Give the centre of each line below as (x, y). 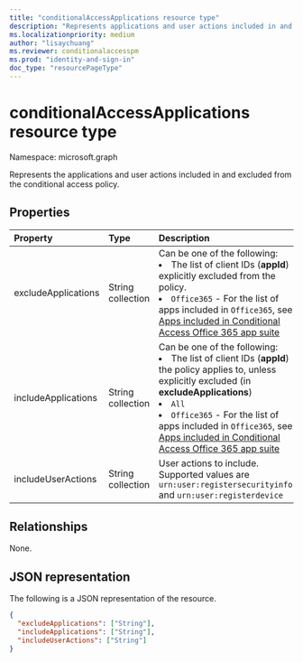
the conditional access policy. (64, 184)
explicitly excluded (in (205, 380)
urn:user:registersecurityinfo (225, 485)
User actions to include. (208, 463)
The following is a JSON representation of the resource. (113, 599)
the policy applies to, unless (217, 369)
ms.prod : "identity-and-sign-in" (72, 60)
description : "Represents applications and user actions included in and (151, 26)
